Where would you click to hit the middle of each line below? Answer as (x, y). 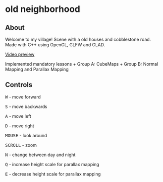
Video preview (20, 54)
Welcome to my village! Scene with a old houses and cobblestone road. (78, 39)
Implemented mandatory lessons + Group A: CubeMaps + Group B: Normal (82, 64)
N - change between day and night (40, 155)
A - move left (18, 116)
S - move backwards (26, 106)
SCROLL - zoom (21, 145)
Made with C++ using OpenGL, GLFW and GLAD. (55, 45)
